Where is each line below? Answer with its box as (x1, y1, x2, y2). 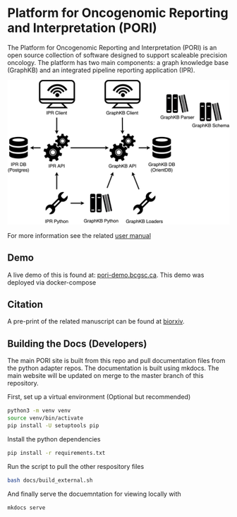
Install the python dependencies (7, 434, 101, 443)
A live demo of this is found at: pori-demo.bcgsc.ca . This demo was (7, 271, 205, 279)
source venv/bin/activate (7, 415, 83, 422)
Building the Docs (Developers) (7, 338, 147, 350)
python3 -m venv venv (7, 408, 71, 415)
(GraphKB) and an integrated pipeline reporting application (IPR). (7, 66, 195, 74)
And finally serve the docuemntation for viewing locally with (7, 489, 181, 498)
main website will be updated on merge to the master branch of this (7, 372, 204, 380)
